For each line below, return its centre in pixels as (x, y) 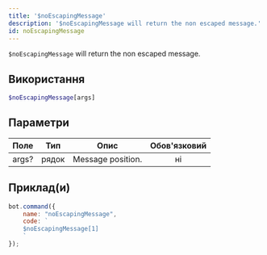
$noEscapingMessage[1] (61, 229)
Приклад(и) (40, 188)
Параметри (39, 123)
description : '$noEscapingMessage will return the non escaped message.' (135, 23)
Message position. (107, 159)
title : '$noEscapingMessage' (57, 16)
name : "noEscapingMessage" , (70, 214)
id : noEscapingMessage (46, 31)
